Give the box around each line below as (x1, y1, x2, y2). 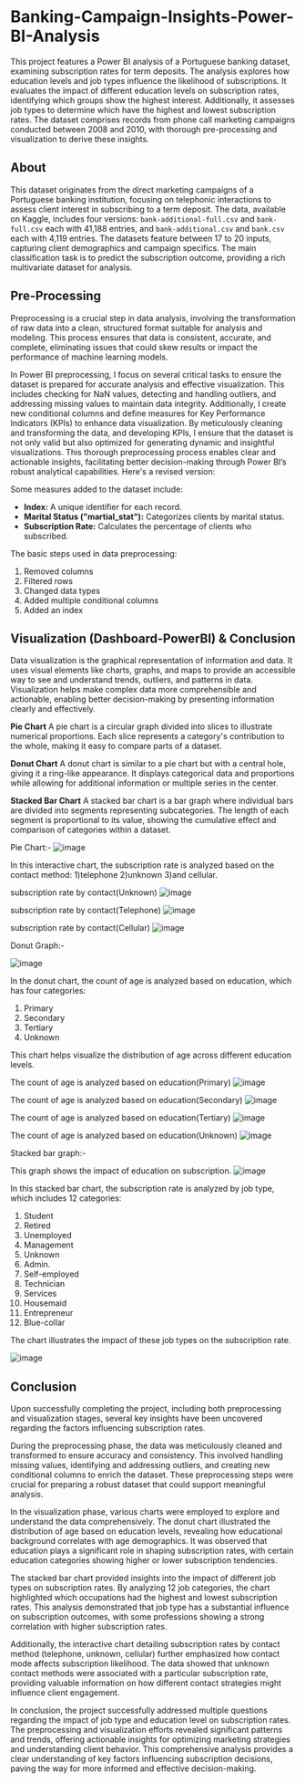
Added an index (23, 604, 84, 615)
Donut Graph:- (10, 940, 65, 951)
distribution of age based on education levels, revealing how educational (10, 1526, 283, 1537)
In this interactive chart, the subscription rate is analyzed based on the (10, 860, 275, 871)
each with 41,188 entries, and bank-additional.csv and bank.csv (45, 223, 285, 234)
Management (23, 1239, 74, 1251)
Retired (23, 1220, 51, 1231)
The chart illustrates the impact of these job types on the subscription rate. (10, 1335, 291, 1346)
